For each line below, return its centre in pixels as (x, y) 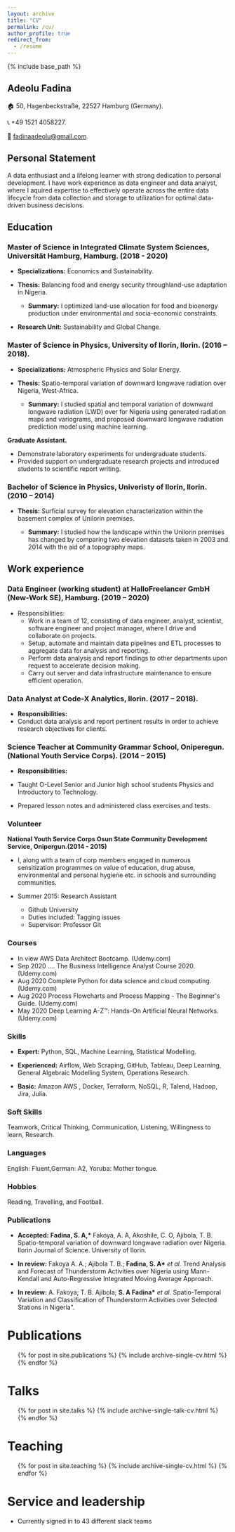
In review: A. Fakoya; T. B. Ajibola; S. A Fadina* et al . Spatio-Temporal (119, 1292)
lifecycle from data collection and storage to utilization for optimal (102, 197)
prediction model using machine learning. (88, 427)
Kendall (28, 1279)
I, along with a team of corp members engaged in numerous (104, 860)
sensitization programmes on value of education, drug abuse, (106, 868)
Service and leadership (76, 1502)
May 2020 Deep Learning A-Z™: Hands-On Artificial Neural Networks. (118, 1011)
